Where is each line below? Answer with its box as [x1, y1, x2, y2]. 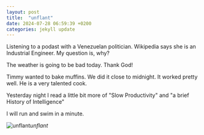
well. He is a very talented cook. [6, 80, 88, 87]
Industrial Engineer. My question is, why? [6, 50, 110, 57]
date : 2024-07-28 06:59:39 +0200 [6, 20, 92, 26]
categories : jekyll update [6, 26, 75, 33]
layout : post [6, 9, 40, 15]
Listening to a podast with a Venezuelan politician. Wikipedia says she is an [6, 43, 196, 50]
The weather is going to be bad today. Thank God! [6, 61, 134, 69]
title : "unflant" [6, 15, 53, 21]
